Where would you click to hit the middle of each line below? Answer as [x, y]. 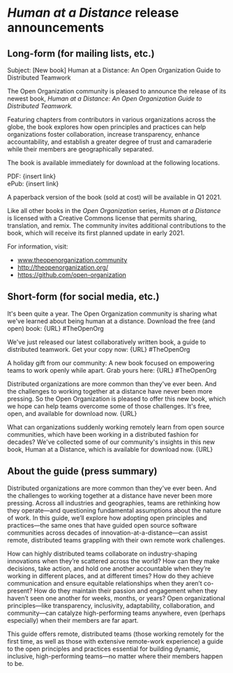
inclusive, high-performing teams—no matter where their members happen [115, 656]
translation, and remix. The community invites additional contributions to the [116, 225]
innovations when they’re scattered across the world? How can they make [113, 561]
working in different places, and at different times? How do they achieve [111, 576]
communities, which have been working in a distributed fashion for [103, 434]
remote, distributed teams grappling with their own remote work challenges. [116, 540]
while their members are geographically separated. [81, 149]
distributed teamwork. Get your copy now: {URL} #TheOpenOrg [99, 349]
